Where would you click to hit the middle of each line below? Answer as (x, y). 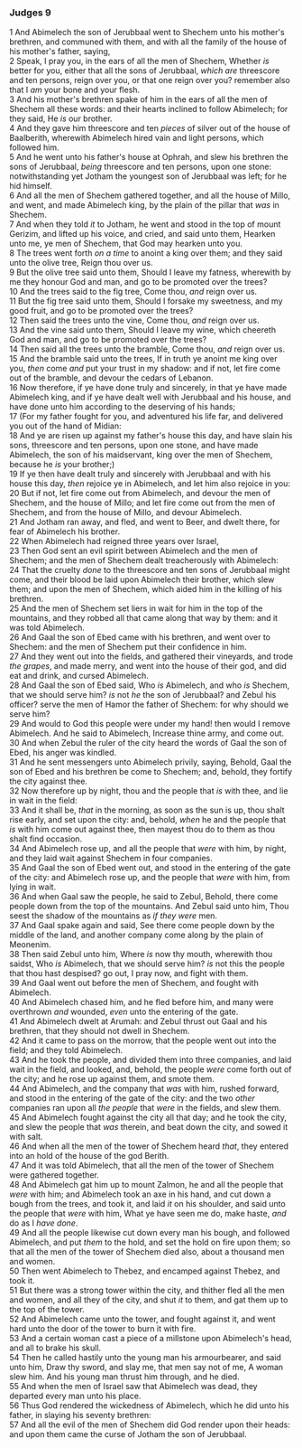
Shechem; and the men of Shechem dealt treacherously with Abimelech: (144, 560)
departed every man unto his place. (75, 1396)
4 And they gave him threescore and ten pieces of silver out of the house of (150, 128)
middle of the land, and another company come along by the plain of (137, 935)
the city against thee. (49, 781)
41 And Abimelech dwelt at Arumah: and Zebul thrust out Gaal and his (138, 1021)
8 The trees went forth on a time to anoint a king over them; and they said (146, 253)
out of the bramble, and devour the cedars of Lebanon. (111, 378)
